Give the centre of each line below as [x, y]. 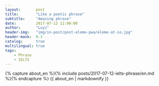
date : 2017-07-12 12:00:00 [41, 23]
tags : [11, 50]
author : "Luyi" [27, 28]
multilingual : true [25, 46]
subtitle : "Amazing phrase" [38, 19]
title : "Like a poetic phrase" [45, 14]
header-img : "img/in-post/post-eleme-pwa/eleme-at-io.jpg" [69, 32]
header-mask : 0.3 [24, 37]
